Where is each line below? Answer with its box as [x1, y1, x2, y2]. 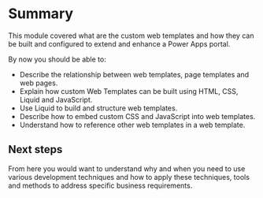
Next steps [8, 143, 63, 156]
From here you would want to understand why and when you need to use [8, 163, 246, 174]
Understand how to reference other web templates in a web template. [19, 120, 246, 129]
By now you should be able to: [8, 54, 106, 64]
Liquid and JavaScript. [19, 95, 93, 104]
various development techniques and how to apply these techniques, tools [8, 172, 250, 181]
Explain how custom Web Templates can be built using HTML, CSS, [19, 86, 239, 95]
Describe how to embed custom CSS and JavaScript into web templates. [19, 111, 256, 121]
